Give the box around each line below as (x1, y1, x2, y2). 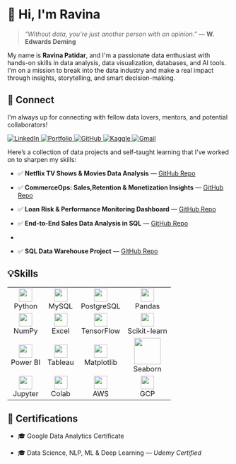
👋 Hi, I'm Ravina (7, 6, 101, 23)
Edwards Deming (24, 37, 76, 45)
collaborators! (7, 120, 48, 129)
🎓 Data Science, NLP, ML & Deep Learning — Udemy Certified (17, 448, 202, 457)
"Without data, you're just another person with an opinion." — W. (24, 30, 215, 38)
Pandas (134, 301, 160, 311)
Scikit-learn (127, 325, 167, 335)
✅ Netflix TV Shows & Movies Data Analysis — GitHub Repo (17, 169, 196, 178)
